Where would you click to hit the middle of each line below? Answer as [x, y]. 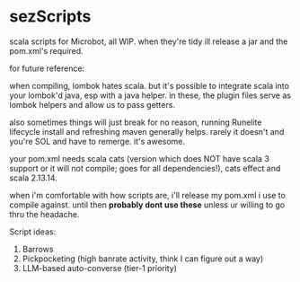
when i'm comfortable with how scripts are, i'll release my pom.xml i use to [147, 195]
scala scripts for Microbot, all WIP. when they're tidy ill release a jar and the [149, 41]
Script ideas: [33, 232]
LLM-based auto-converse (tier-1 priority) [100, 268]
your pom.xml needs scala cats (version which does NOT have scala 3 [139, 158]
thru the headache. [44, 214]
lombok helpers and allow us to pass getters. [92, 104]
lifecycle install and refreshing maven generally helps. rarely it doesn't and [147, 131]
